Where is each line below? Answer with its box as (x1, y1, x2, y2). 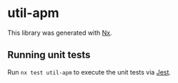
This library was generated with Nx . (7, 28, 112, 37)
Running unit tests (7, 49, 91, 61)
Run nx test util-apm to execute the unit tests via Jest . (7, 67, 172, 76)
